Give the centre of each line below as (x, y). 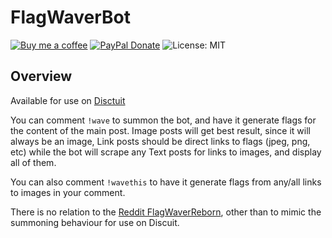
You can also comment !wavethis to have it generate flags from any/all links (166, 182)
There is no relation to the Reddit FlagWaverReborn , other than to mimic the (166, 212)
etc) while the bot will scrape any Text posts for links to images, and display (166, 152)
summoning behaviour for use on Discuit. (95, 222)
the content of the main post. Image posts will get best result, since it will (160, 130)
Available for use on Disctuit (68, 100)
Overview (41, 76)
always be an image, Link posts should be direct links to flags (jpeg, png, (160, 141)
